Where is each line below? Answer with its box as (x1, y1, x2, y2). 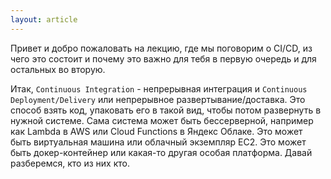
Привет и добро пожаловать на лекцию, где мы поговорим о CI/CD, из (10, 42, 313, 54)
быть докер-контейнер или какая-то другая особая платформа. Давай (10, 146, 313, 158)
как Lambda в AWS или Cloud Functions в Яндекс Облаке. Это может (10, 125, 303, 137)
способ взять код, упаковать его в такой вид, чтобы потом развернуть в (10, 104, 322, 116)
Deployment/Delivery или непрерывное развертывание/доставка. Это (10, 93, 306, 105)
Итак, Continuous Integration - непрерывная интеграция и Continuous (10, 82, 308, 95)
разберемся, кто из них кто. (10, 157, 130, 169)
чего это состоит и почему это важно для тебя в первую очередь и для (10, 52, 317, 65)
